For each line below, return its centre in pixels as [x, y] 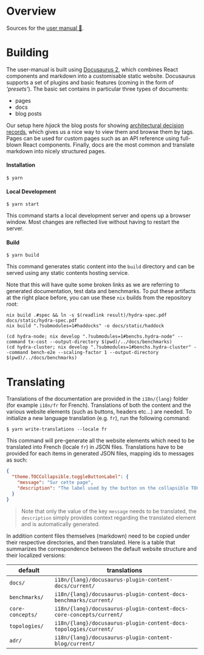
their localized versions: [36, 555]
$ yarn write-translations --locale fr [57, 429]
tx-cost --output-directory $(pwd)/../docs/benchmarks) [100, 342]
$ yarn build [23, 255]
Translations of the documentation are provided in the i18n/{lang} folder [97, 399]
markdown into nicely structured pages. [56, 151]
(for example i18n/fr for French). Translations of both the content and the [99, 405]
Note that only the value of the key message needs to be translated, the [109, 511]
